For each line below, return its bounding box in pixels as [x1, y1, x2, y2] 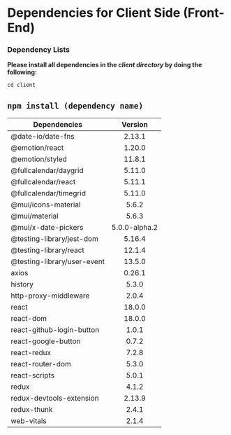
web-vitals [10, 416, 47, 426]
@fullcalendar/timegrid [10, 188, 86, 198]
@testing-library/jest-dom [10, 234, 99, 244]
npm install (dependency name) [7, 100, 144, 111]
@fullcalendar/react [10, 177, 76, 187]
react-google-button [10, 336, 81, 346]
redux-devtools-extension [10, 394, 99, 403]
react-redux [10, 348, 52, 358]
